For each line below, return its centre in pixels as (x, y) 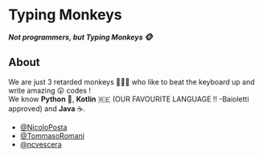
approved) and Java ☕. (47, 108)
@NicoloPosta (43, 127)
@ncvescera (41, 144)
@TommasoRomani (52, 135)
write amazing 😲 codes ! (49, 90)
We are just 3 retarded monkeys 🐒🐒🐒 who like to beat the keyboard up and (131, 81)
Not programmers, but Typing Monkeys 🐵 (80, 37)
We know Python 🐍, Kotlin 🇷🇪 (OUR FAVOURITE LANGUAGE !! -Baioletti (129, 99)
